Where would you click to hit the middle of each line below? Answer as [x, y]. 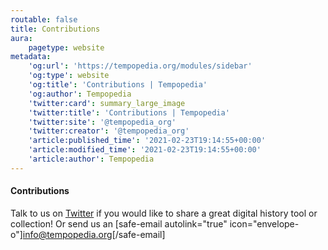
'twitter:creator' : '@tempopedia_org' [109, 131]
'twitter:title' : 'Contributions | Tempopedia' [129, 112]
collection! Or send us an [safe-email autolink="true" [119, 223]
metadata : [31, 57]
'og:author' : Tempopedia [80, 94]
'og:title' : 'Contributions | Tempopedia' [118, 85]
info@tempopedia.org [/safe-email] [94, 234]
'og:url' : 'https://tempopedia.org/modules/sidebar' [140, 66]
